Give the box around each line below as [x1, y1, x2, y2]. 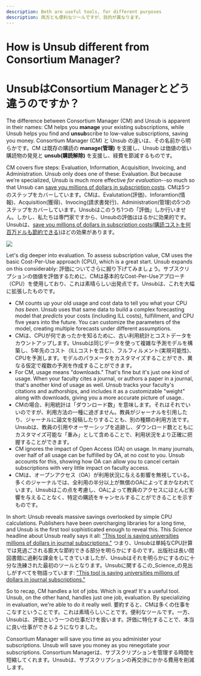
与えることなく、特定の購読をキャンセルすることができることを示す [25, 494, 193, 501]
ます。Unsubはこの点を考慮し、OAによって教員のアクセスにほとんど [20, 486, 190, 493]
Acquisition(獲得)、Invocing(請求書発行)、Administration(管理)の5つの [19, 198, 191, 206]
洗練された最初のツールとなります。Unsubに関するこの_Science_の [16, 561, 182, 568]
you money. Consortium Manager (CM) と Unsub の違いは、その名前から [6, 137, 186, 144]
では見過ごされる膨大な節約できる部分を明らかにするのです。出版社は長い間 [6, 546, 194, 553]
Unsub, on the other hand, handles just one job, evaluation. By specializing [6, 594, 190, 601]
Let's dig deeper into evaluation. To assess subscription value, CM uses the [6, 252, 193, 259]
